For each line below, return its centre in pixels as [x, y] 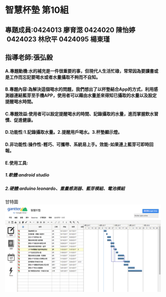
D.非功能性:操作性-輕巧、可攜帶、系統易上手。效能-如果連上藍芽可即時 [77, 144]
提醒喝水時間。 [20, 102]
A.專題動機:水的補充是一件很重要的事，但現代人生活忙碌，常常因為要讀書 [80, 71]
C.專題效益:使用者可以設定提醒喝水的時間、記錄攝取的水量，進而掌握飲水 [80, 113]
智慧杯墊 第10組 [37, 10]
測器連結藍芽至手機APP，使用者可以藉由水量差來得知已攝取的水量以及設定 [81, 95]
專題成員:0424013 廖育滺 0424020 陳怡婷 [70, 30]
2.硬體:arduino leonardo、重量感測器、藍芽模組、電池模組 [65, 188]
